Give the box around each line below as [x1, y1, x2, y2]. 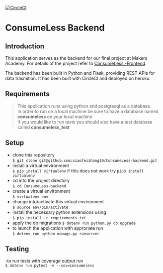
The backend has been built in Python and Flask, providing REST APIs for [5, 70, 155, 76]
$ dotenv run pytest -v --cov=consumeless [5, 263, 94, 269]
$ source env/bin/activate [12, 205, 69, 210]
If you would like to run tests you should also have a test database [17, 119, 153, 125]
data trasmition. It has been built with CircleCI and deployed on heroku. [5, 75, 151, 81]
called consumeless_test [17, 124, 70, 130]
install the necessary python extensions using [12, 209, 106, 215]
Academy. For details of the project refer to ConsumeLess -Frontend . [5, 60, 147, 66]
